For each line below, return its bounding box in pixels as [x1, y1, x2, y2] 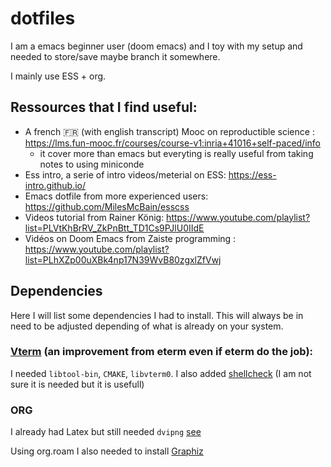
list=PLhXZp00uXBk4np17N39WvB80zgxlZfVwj [24, 253, 222, 266]
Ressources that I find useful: [10, 99, 198, 116]
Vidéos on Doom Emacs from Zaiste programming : [24, 232, 237, 244]
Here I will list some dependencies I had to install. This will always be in [10, 309, 304, 321]
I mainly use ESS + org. [10, 70, 107, 82]
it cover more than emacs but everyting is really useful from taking [39, 147, 314, 159]
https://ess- [228, 168, 277, 181]
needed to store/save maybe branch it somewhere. [10, 50, 221, 62]
